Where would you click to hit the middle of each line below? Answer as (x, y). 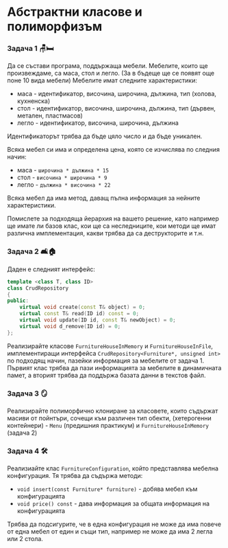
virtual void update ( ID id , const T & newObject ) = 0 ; (98, 320)
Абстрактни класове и (75, 12)
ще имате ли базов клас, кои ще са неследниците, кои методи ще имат (112, 226)
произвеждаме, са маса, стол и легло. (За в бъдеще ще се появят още (111, 73)
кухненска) (34, 101)
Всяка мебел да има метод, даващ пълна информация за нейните (104, 198)
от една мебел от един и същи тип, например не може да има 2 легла (110, 532)
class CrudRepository (38, 288)
